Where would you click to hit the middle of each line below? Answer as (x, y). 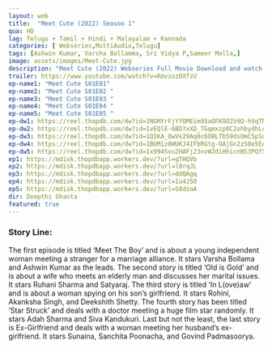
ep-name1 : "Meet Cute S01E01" (59, 83)
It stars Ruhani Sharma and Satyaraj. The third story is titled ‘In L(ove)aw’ (130, 284)
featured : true (34, 204)
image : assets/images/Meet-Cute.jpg (70, 62)
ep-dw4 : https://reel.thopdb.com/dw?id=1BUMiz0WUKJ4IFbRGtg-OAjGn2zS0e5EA (137, 144)
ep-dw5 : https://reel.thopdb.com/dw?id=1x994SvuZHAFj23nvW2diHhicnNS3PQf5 (137, 151)
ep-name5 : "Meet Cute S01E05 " (61, 114)
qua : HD (21, 31)
